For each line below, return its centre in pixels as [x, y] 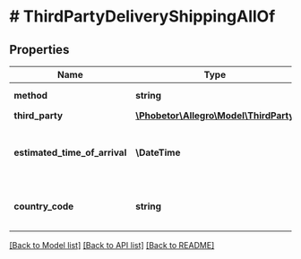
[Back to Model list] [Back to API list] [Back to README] [112, 245]
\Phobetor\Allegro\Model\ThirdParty [215, 116]
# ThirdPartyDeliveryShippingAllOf [142, 17]
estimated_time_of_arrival [70, 152]
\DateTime [158, 152]
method [30, 95]
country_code [44, 206]
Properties [39, 50]
